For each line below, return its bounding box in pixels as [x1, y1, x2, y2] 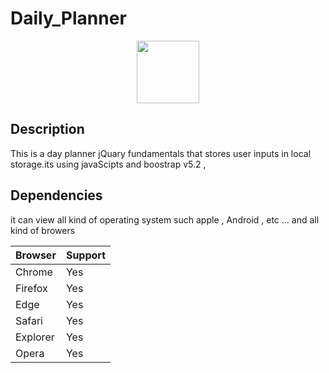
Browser [15, 248, 57, 262]
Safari [15, 313, 43, 327]
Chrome [15, 265, 53, 279]
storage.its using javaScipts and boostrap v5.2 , [10, 158, 207, 170]
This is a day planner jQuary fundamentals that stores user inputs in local [10, 147, 312, 159]
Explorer [15, 330, 55, 344]
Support [65, 248, 107, 262]
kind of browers [10, 224, 76, 236]
